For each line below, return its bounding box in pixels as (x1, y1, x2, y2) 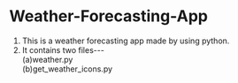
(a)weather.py (21, 54, 73, 64)
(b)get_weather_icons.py (21, 64, 113, 74)
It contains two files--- (21, 44, 104, 55)
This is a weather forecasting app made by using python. (21, 35, 230, 46)
